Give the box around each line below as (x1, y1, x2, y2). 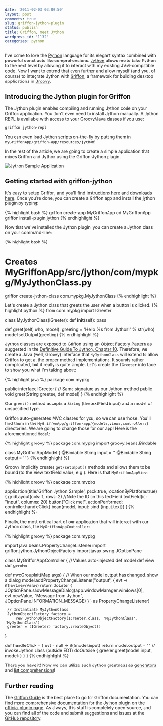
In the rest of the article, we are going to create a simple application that (5, 148, 149, 154)
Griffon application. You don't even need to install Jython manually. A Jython (5, 110, 159, 116)
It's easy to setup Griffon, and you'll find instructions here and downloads (5, 190, 152, 196)
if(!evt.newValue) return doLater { (5, 583, 72, 588)
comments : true (5, 16, 36, 21)
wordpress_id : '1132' (5, 35, 49, 40)
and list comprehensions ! (5, 667, 56, 673)
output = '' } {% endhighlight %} (5, 455, 70, 461)
